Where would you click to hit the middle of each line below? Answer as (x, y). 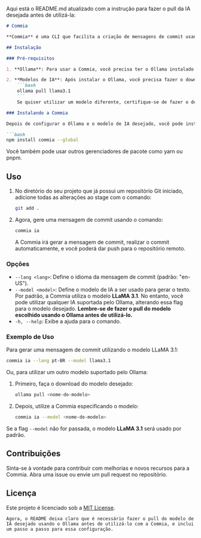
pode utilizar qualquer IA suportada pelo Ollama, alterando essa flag (99, 302)
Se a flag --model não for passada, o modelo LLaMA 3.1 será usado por (94, 429)
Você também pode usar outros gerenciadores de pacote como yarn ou (95, 151)
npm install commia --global (42, 140)
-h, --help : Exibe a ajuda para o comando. (68, 322)
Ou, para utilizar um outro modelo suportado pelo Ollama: (77, 372)
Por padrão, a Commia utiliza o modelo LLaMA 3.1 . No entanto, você (99, 296)
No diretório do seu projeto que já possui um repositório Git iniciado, (99, 191)
